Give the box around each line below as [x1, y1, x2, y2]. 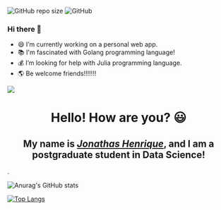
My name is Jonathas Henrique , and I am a [23, 137, 215, 149]
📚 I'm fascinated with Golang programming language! [17, 48, 175, 56]
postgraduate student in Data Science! [32, 149, 205, 161]
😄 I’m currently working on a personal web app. [17, 40, 158, 49]
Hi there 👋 [7, 24, 42, 34]
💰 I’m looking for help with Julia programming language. [17, 58, 182, 67]
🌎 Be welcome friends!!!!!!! [17, 69, 97, 78]
